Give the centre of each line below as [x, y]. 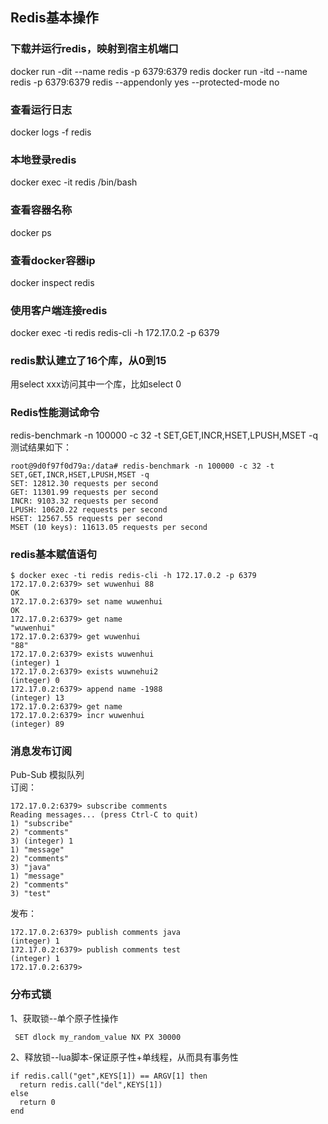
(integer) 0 [35, 681]
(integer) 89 [37, 724]
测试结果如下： [41, 447]
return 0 [37, 1102]
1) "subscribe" [42, 824]
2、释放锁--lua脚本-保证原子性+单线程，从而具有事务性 [124, 1057]
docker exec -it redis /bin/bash [74, 182]
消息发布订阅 [41, 751]
